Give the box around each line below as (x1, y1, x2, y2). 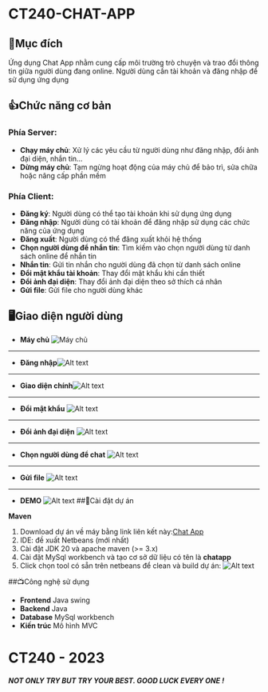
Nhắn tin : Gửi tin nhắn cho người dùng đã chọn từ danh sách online (19, 259, 241, 269)
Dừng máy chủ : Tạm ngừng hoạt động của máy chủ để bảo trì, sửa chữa (19, 162, 258, 172)
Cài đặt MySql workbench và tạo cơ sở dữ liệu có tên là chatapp (19, 552, 231, 562)
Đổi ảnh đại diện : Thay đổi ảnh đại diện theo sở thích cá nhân (19, 277, 223, 286)
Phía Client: (8, 190, 54, 202)
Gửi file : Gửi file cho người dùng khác (19, 285, 144, 294)
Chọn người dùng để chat (19, 450, 106, 459)
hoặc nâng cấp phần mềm (19, 170, 106, 180)
